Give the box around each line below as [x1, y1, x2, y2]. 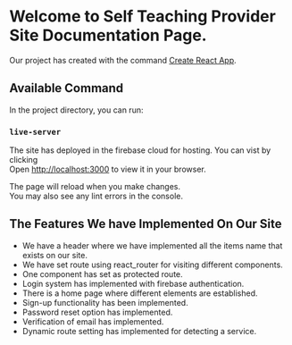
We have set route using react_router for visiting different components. [21, 259, 283, 270]
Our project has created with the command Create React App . [9, 55, 237, 65]
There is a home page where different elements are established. [21, 288, 258, 299]
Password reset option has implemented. [21, 307, 173, 317]
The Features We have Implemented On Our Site [9, 216, 282, 231]
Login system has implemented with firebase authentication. [21, 278, 245, 289]
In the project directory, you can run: [9, 105, 144, 115]
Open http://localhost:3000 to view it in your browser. [9, 164, 207, 175]
